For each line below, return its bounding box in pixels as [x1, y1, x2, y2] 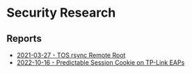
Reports [6, 33, 42, 44]
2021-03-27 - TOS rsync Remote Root [16, 51, 126, 59]
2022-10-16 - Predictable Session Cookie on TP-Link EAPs [16, 58, 185, 67]
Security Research [6, 5, 116, 21]
